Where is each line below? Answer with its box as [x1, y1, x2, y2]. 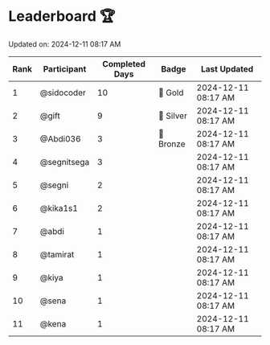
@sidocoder [39, 87, 87, 98]
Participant [43, 63, 87, 74]
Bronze [157, 138, 186, 150]
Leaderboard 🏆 [8, 7, 116, 26]
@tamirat [39, 248, 75, 260]
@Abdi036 [39, 133, 82, 144]
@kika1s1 [39, 203, 79, 214]
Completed [102, 58, 146, 69]
